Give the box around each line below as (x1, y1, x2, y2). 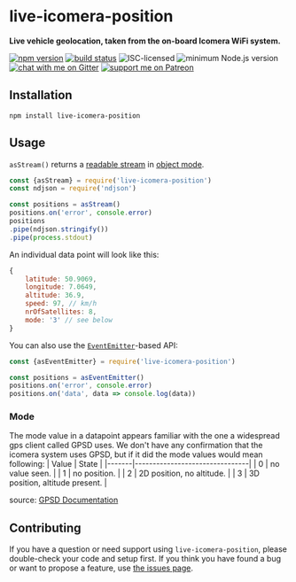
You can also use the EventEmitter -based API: (9, 339, 179, 351)
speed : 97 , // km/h (25, 299, 97, 308)
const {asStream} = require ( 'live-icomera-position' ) (9, 175, 213, 185)
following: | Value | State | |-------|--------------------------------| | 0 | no (9, 459, 280, 469)
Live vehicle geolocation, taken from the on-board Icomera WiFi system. (9, 35, 281, 46)
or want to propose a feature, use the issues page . (9, 563, 193, 573)
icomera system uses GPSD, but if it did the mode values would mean (9, 449, 263, 460)
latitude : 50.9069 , (25, 275, 97, 283)
